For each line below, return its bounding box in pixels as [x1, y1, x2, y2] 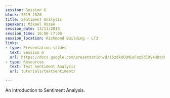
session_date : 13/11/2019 [5, 26, 60, 31]
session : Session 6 [5, 7, 47, 13]
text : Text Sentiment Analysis [10, 64, 76, 69]
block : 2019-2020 [5, 12, 42, 17]
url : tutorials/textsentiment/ [10, 69, 76, 74]
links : [5, 41, 19, 46]
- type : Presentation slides [5, 45, 67, 50]
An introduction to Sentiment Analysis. [5, 87, 85, 93]
